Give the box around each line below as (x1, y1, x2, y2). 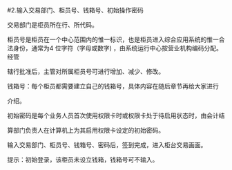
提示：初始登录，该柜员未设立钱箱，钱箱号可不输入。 (7, 155, 159, 164)
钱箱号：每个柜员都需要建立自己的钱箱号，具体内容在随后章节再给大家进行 (7, 82, 219, 90)
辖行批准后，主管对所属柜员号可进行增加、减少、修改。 (7, 68, 164, 75)
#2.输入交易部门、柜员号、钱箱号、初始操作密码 (7, 6, 144, 14)
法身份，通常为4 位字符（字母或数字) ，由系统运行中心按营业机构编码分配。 (7, 44, 223, 52)
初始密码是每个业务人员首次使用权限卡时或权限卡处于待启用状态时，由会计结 (7, 111, 225, 120)
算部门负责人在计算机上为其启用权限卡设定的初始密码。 (7, 126, 164, 134)
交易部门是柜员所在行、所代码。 (7, 21, 98, 29)
